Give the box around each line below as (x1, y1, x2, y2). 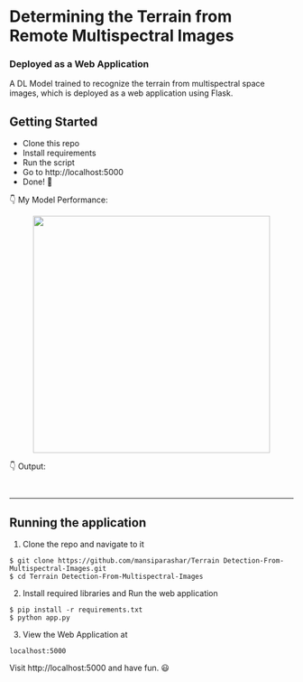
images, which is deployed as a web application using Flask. (9, 88, 234, 98)
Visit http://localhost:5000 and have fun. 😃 (9, 662, 170, 674)
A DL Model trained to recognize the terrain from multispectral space (9, 79, 265, 89)
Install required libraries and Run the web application (22, 588, 218, 599)
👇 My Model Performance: (9, 194, 108, 205)
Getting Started (9, 114, 98, 129)
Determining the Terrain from (9, 6, 233, 27)
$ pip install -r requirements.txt (9, 605, 143, 615)
